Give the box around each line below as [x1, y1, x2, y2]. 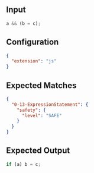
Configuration [6, 37, 59, 47]
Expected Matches [6, 80, 77, 90]
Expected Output [6, 146, 70, 156]
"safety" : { [17, 107, 46, 113]
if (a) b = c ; [6, 161, 41, 167]
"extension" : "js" [11, 58, 57, 64]
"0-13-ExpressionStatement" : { [11, 101, 89, 108]
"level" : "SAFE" [21, 112, 62, 118]
